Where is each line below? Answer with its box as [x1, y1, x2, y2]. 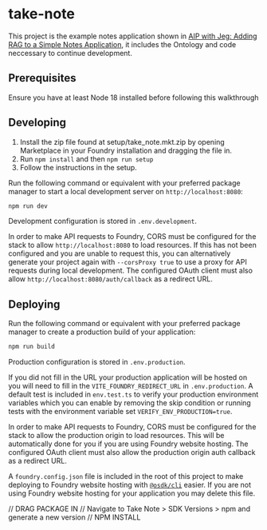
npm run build [8, 343, 56, 351]
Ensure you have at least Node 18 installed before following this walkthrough [8, 93, 259, 102]
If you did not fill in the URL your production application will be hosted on [8, 373, 248, 382]
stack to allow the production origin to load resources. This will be [8, 431, 225, 440]
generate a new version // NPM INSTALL [8, 512, 141, 522]
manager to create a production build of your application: [8, 327, 196, 337]
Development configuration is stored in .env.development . [8, 217, 197, 226]
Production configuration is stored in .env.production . [8, 357, 186, 367]
